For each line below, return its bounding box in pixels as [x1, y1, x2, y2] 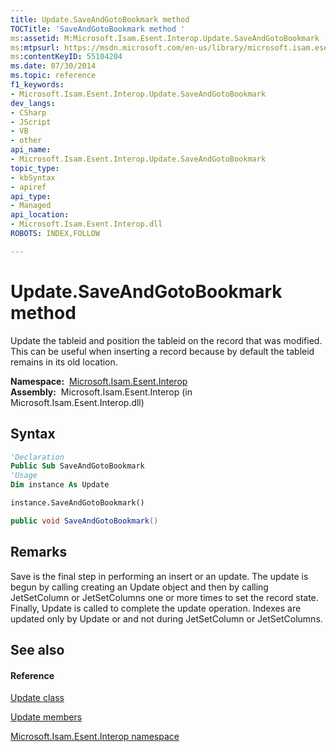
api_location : [10, 210, 70, 220]
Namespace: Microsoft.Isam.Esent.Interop [10, 375, 188, 387]
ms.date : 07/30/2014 [10, 61, 97, 71]
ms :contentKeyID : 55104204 [10, 52, 123, 62]
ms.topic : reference [10, 71, 97, 81]
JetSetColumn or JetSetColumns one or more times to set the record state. [10, 591, 319, 603]
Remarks [10, 544, 68, 561]
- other [10, 136, 43, 146]
